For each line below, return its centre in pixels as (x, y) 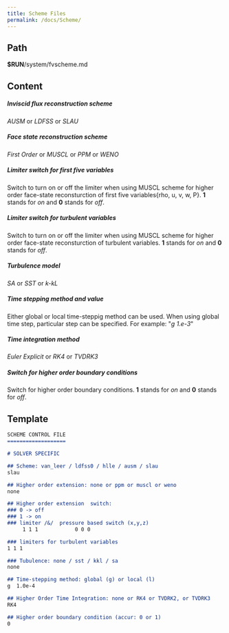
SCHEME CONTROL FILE (37, 435)
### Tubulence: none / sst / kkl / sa (63, 561)
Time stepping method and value (56, 299)
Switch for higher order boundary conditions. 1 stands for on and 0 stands (112, 390)
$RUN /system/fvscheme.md (47, 64)
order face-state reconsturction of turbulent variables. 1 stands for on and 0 (115, 243)
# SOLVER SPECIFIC (33, 454)
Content (25, 86)
